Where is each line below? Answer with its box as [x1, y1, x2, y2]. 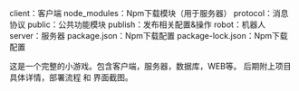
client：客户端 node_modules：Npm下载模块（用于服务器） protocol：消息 [9, 8, 289, 18]
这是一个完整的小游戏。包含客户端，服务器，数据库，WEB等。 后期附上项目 [9, 61, 292, 71]
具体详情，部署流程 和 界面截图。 [9, 72, 133, 83]
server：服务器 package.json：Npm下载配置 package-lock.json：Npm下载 [9, 31, 288, 41]
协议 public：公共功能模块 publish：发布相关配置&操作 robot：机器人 [9, 19, 265, 30]
